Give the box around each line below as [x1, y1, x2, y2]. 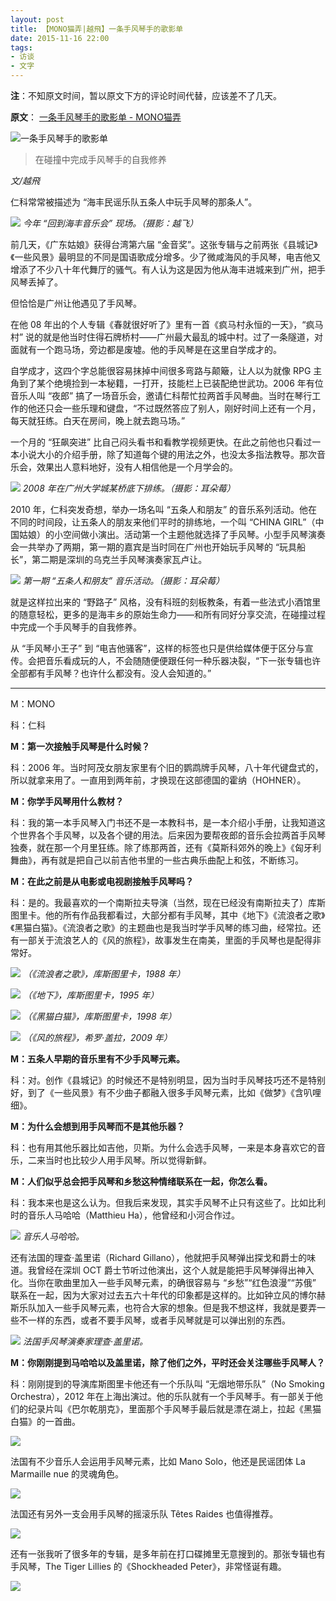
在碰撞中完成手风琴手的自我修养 [34, 154, 167, 165]
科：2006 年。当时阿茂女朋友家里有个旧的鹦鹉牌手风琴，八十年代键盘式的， [10, 762, 324, 773]
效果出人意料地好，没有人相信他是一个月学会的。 [36, 461, 238, 473]
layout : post [10, 14, 65, 25]
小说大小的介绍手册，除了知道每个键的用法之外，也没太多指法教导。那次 [18, 449, 317, 460]
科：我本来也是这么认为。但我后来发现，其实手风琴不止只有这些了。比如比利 [10, 1197, 326, 1208]
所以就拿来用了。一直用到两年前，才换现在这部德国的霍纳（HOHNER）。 [10, 774, 307, 786]
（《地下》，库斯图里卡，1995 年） [22, 989, 160, 1001]
